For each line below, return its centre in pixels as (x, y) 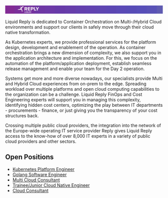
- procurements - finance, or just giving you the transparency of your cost (81, 110)
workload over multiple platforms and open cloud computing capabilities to (82, 89)
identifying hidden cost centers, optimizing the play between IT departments (84, 105)
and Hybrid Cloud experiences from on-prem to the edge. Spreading (76, 84)
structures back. (22, 116)
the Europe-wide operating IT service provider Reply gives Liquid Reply (79, 131)
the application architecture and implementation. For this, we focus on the (81, 58)
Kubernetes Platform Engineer (43, 169)
